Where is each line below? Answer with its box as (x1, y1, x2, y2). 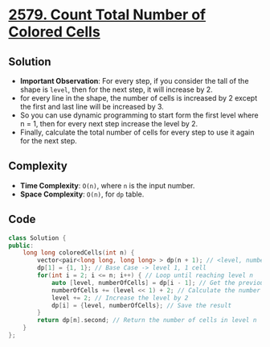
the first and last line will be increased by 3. (19, 102, 165, 111)
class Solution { (8, 233, 67, 242)
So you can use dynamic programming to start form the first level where (19, 110, 259, 120)
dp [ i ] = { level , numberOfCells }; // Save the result (51, 301, 231, 309)
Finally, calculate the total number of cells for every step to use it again (19, 127, 255, 137)
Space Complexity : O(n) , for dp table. (19, 189, 145, 199)
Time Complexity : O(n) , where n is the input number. (19, 180, 195, 190)
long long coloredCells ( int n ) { (22, 249, 135, 257)
